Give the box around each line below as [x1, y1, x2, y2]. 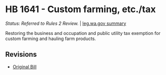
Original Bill [12, 63, 37, 69]
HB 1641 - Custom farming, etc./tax [5, 4, 156, 15]
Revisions [5, 50, 37, 59]
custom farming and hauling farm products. [5, 35, 96, 42]
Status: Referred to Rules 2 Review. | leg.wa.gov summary [5, 20, 126, 26]
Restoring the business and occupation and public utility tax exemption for [5, 30, 161, 36]
